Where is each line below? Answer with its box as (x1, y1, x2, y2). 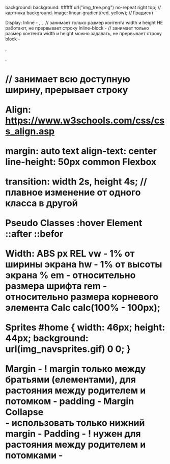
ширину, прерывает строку (5, 84, 128, 96)
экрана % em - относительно (5, 269, 136, 281)
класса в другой (5, 198, 78, 209)
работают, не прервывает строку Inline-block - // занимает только (5, 25, 149, 31)
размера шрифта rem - (5, 280, 107, 292)
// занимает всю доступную (5, 73, 131, 85)
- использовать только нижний (5, 417, 145, 429)
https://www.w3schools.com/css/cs (5, 115, 165, 126)
